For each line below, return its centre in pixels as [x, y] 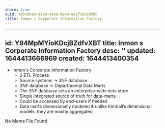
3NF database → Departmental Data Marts [62, 85]
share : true [17, 10]
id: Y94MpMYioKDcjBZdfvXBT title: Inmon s [74, 43]
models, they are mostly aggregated [56, 112]
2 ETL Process [34, 75]
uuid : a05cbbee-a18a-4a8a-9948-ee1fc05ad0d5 [51, 14]
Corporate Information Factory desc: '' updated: [80, 51]
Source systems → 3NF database [53, 81]
